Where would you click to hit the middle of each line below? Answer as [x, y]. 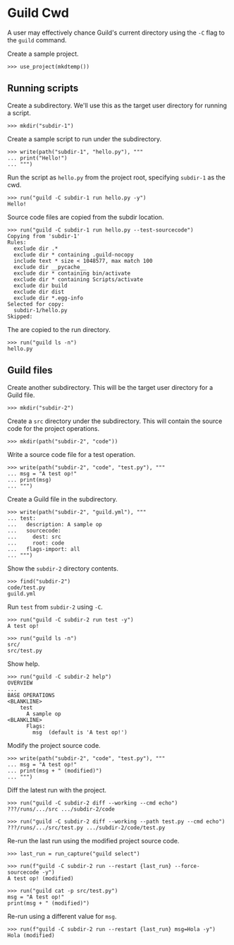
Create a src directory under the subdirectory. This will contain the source [115, 421]
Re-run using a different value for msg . [62, 916]
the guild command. [37, 40]
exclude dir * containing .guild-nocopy [74, 255]
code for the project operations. [54, 428]
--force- [187, 866]
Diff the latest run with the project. [57, 790]
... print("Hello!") [38, 158]
